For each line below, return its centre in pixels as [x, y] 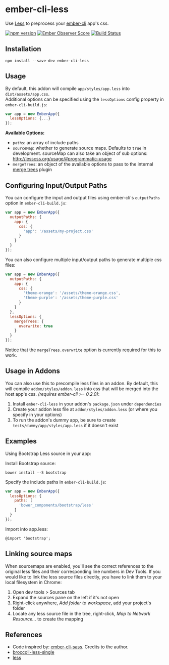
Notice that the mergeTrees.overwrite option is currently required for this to [83, 350]
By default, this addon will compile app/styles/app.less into [68, 88]
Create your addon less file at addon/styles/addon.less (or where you [85, 409]
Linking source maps [39, 554]
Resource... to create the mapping [48, 619]
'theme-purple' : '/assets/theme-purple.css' [71, 298]
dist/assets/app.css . [27, 94]
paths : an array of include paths [46, 143]
